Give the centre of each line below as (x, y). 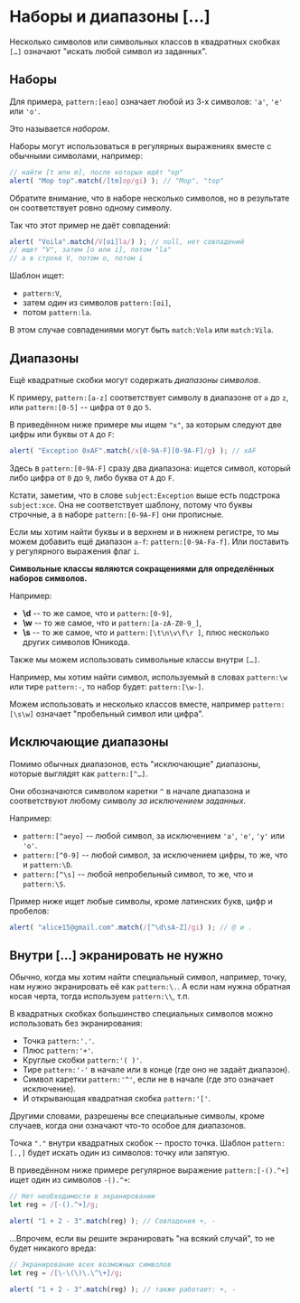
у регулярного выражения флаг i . (75, 551)
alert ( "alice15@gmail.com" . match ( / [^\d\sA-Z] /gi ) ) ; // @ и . (131, 927)
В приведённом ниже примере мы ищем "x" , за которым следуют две (145, 424)
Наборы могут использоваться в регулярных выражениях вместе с (141, 145)
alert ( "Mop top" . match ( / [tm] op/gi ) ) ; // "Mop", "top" (117, 181)
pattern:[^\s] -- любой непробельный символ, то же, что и (138, 874)
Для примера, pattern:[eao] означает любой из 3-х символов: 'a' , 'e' (146, 101)
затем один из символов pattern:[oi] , (97, 303)
